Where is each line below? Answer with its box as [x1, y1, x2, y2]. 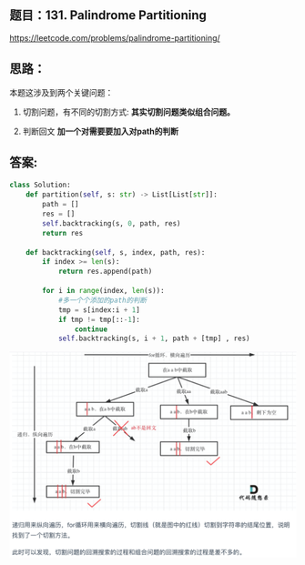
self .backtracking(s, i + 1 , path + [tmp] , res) [57, 334, 250, 343]
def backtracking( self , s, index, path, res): [25, 247, 206, 257]
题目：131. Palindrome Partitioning [9, 7, 208, 24]
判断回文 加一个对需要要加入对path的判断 [22, 126, 179, 136]
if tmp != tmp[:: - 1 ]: [57, 315, 141, 324]
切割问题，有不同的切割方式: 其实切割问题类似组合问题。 [22, 106, 235, 117]
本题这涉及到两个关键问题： [9, 86, 114, 97]
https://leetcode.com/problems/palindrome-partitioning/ [9, 32, 220, 43]
